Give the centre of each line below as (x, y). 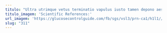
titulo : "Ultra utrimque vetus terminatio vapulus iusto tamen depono (80, 9)
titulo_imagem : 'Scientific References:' (49, 14)
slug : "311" (17, 23)
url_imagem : (17, 18)
